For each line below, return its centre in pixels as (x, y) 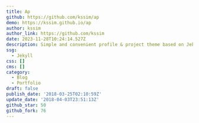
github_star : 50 (26, 105)
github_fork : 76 (26, 111)
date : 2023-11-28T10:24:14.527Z (46, 39)
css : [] (16, 61)
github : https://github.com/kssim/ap (53, 17)
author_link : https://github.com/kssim (55, 34)
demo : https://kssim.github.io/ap (49, 22)
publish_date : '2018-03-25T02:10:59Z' (54, 94)
